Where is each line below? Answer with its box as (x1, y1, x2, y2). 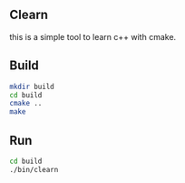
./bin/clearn (9, 165, 59, 174)
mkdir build (9, 82, 54, 91)
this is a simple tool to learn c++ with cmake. (9, 31, 177, 42)
